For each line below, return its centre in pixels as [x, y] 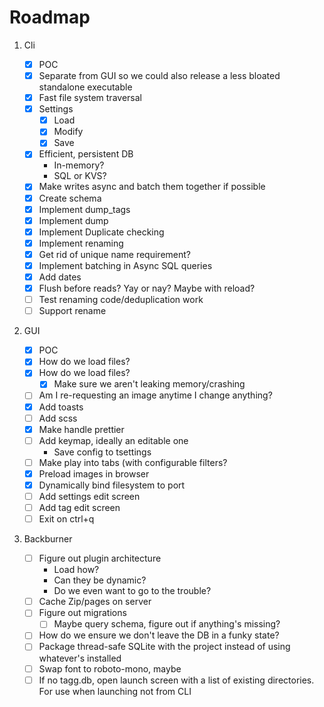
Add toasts [61, 407]
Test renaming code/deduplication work [121, 300]
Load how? [76, 570]
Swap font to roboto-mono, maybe [110, 668]
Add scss [58, 418]
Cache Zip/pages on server [95, 602]
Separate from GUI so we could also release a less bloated [159, 75]
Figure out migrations [82, 613]
